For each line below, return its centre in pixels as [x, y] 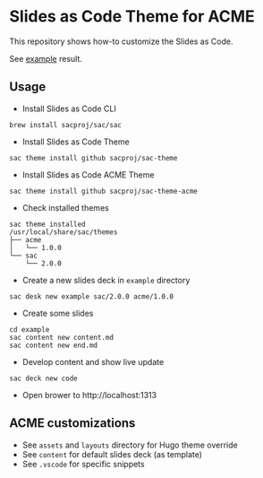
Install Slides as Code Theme [76, 142]
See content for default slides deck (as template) [112, 454]
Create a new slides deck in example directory [106, 280]
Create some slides [58, 313]
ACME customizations [72, 423]
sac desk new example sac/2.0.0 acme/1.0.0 [92, 296]
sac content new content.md [62, 337]
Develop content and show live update [93, 361]
